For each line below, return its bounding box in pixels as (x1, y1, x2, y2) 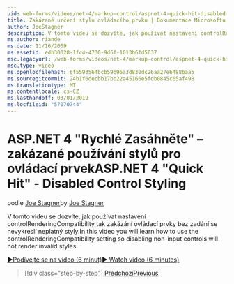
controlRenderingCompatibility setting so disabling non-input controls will (7, 234, 218, 243)
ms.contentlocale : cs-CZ (7, 88, 79, 95)
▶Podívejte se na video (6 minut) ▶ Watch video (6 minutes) (7, 255, 180, 264)
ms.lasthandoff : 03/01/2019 (7, 95, 89, 102)
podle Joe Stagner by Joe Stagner (7, 198, 104, 207)
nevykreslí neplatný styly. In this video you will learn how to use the (7, 227, 198, 235)
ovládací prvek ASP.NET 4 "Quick (7, 161, 204, 177)
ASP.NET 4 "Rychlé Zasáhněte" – (7, 131, 204, 147)
